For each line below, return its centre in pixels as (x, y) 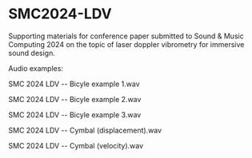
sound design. (32, 53)
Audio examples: (36, 68)
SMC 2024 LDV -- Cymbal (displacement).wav (85, 130)
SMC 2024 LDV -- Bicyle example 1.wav (74, 84)
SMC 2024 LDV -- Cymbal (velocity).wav (76, 145)
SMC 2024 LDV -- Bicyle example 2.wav (75, 99)
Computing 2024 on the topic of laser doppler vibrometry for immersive (126, 44)
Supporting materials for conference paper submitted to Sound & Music (126, 36)
